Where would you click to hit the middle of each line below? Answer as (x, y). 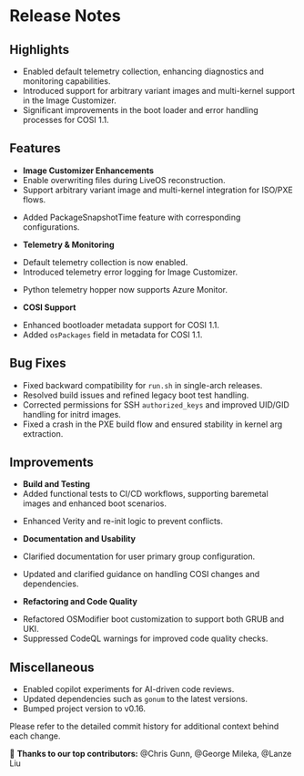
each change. (35, 736)
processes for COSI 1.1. (66, 120)
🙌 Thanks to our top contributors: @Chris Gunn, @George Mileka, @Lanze (151, 754)
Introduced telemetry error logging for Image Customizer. (130, 272)
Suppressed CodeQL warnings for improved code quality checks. (145, 638)
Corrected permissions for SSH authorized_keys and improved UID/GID (156, 404)
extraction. (43, 433)
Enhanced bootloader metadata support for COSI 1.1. (121, 325)
